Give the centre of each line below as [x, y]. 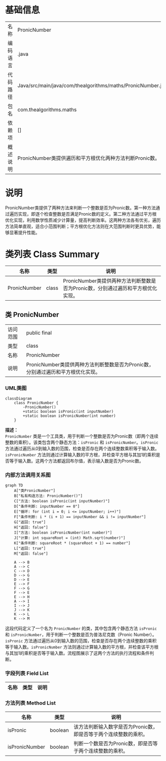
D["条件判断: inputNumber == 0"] [47, 507]
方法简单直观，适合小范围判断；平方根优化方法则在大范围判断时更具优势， [81, 226]
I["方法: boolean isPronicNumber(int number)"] [63, 533]
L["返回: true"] [30, 549]
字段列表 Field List [27, 673]
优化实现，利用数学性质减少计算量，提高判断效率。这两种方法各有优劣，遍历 [83, 220]
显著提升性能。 [24, 232]
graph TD [14, 486]
